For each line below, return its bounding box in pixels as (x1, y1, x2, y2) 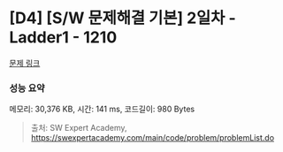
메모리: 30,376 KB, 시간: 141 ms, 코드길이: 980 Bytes (9, 103, 195, 115)
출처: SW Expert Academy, (30, 123, 127, 133)
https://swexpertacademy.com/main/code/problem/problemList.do (30, 133, 275, 143)
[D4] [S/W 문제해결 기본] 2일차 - (9, 8, 236, 28)
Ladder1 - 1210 (9, 27, 118, 48)
